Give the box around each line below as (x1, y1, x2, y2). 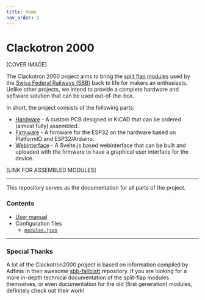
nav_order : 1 (6, 15, 40, 21)
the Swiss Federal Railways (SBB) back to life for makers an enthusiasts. (6, 79, 188, 87)
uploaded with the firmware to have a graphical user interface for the (15, 148, 189, 155)
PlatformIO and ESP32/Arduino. (15, 135, 95, 143)
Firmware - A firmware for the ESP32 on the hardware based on (15, 129, 176, 136)
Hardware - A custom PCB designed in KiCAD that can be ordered (15, 116, 182, 123)
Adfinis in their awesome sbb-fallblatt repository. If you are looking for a (6, 268, 187, 275)
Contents (6, 199, 35, 208)
